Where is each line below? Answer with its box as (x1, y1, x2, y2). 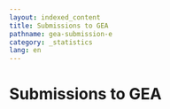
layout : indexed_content (9, 12, 101, 22)
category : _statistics (9, 37, 93, 47)
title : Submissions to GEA (9, 21, 109, 30)
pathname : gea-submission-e (9, 29, 113, 38)
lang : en (9, 46, 42, 55)
